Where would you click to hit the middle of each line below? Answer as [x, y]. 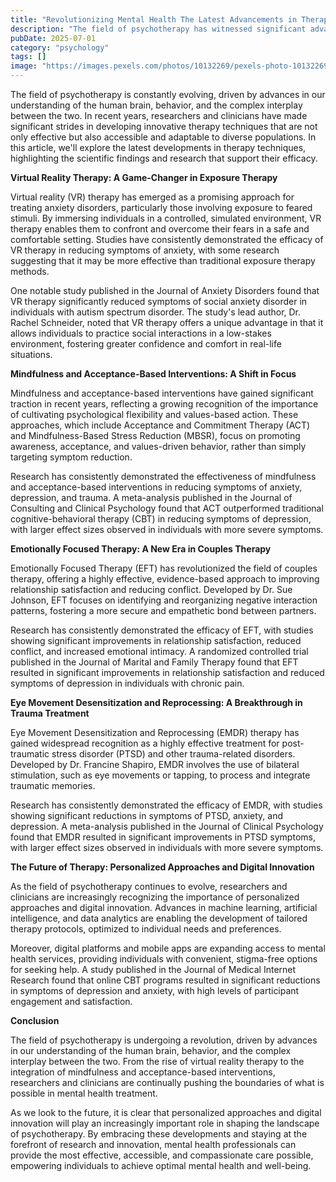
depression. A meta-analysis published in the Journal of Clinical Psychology [167, 826]
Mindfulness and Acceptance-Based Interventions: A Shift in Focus [153, 374]
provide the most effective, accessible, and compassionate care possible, [162, 1155]
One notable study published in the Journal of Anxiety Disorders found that [165, 290]
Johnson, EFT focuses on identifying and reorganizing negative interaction [164, 600]
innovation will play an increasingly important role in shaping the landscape [165, 1123]
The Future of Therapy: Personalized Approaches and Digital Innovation [162, 867]
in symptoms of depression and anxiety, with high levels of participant [155, 990]
